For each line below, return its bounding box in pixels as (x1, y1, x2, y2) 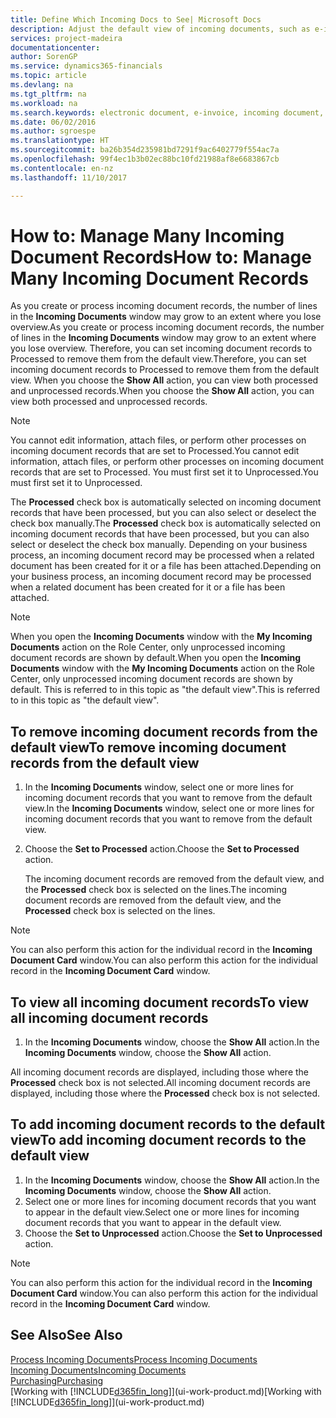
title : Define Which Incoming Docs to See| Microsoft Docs (10, 14, 262, 25)
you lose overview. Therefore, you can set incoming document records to (10, 342, 313, 355)
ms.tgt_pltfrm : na (10, 89, 87, 99)
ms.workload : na (10, 98, 78, 108)
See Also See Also (10, 1327, 123, 1344)
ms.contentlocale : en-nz (10, 163, 114, 173)
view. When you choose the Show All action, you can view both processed (10, 374, 319, 386)
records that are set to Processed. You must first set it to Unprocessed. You (10, 466, 319, 478)
